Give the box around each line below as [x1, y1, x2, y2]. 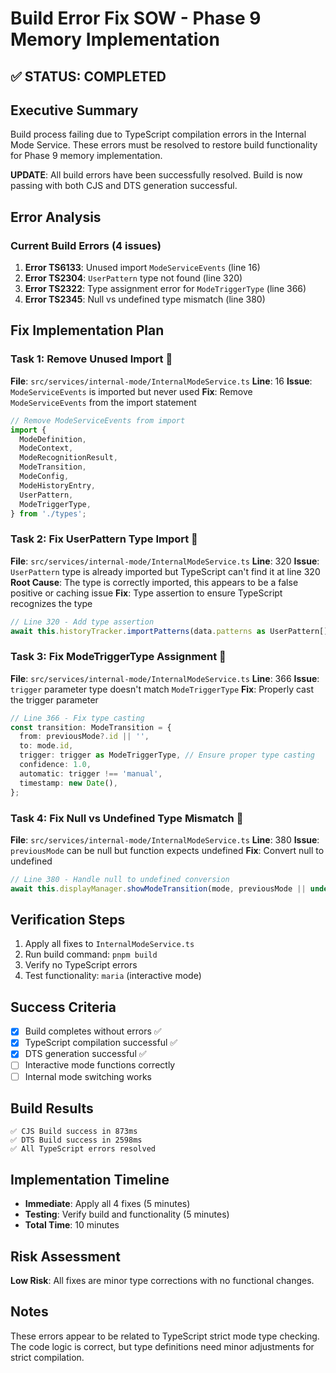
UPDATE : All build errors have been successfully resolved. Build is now [10, 169, 303, 181]
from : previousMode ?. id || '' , [19, 732, 150, 742]
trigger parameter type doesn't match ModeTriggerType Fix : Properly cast [10, 683, 314, 695]
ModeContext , [19, 443, 74, 454]
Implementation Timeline [10, 1171, 170, 1188]
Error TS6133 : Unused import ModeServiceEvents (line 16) [24, 262, 261, 274]
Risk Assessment [10, 1248, 121, 1265]
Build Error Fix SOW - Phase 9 [10, 7, 262, 30]
